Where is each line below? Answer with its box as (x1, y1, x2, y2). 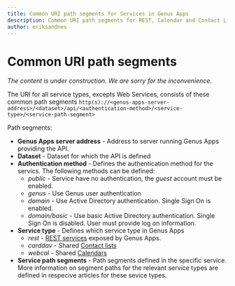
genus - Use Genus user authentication (27, 189, 141, 198)
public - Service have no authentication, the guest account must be (27, 175, 222, 183)
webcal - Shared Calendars (27, 249, 107, 257)
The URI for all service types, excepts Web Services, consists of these (7, 90, 210, 99)
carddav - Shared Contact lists (27, 241, 117, 250)
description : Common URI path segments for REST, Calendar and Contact (7, 17, 220, 24)
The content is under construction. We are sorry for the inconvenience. (7, 76, 212, 85)
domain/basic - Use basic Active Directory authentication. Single (27, 212, 215, 220)
